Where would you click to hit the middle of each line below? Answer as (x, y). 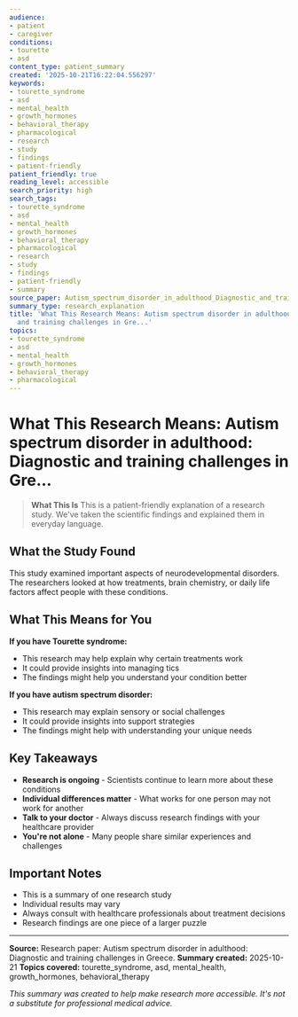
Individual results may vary (71, 904)
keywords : (27, 83)
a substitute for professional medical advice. (91, 1004)
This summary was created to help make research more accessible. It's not (147, 994)
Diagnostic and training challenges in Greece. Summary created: (129, 958)
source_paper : (35, 298)
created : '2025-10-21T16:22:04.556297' (83, 75)
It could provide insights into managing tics (101, 668)
